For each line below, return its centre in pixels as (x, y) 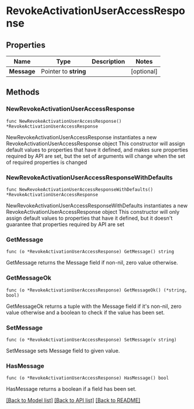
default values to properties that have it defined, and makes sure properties (97, 150)
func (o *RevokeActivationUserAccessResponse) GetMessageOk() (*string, (97, 290)
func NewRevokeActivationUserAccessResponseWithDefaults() (80, 189)
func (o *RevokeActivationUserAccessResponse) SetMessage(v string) (91, 340)
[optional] (144, 71)
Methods (23, 92)
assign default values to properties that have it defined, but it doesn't (89, 218)
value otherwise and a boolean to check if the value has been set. (86, 312)
